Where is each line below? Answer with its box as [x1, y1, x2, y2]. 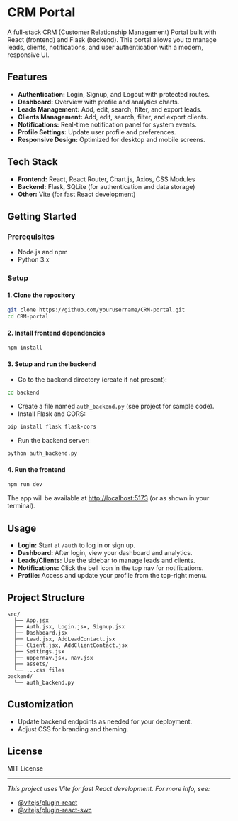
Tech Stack [7, 156, 58, 168]
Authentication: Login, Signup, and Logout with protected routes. [17, 90, 210, 98]
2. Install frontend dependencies [7, 328, 106, 337]
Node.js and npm [17, 248, 68, 257]
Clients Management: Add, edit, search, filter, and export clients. [17, 112, 209, 121]
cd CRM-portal [7, 313, 50, 321]
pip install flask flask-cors [7, 424, 97, 431]
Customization [7, 698, 74, 711]
